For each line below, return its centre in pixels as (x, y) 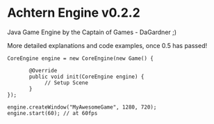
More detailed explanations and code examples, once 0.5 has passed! (107, 45)
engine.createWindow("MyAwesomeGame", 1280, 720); (82, 107)
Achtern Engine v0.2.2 (74, 13)
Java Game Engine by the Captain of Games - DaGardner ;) (92, 32)
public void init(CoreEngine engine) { (87, 77)
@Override (43, 70)
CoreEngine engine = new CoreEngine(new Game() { (81, 58)
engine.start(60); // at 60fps (52, 113)
